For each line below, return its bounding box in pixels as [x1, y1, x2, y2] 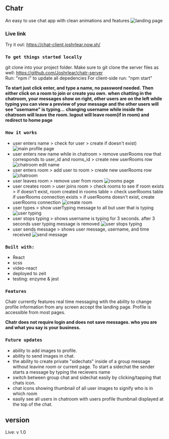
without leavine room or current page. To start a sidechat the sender [12, 364, 155, 370]
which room [12, 390, 38, 397]
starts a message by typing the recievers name [12, 369, 110, 375]
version [5, 416, 30, 424]
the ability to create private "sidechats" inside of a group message [12, 358, 150, 364]
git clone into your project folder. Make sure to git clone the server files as [5, 64, 159, 70]
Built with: [5, 244, 35, 250]
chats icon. [12, 379, 36, 386]
